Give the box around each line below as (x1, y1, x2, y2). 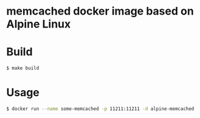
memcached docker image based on (6, 4, 195, 18)
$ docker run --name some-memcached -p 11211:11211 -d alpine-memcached (6, 105, 195, 112)
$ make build (6, 65, 40, 71)
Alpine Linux (6, 17, 71, 31)
